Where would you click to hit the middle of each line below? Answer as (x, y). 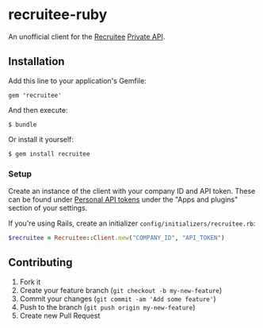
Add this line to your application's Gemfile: (77, 80)
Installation (36, 62)
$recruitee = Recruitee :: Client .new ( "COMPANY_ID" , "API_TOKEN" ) (116, 238)
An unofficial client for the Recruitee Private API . (87, 37)
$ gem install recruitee (49, 154)
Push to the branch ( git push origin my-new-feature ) (107, 307)
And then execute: (38, 110)
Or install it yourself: (41, 139)
